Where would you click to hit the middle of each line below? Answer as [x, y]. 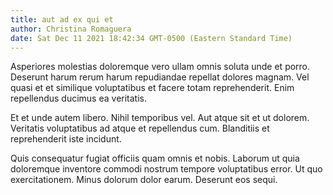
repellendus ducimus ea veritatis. [78, 98]
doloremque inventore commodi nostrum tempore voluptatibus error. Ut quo [166, 169]
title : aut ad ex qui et [62, 19]
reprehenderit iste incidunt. [66, 139]
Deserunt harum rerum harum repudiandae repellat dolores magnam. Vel [160, 77]
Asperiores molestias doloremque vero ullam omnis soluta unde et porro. [160, 67]
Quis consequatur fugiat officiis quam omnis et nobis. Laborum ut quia [155, 158]
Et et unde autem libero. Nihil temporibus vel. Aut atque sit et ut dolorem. [160, 118]
